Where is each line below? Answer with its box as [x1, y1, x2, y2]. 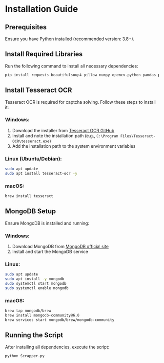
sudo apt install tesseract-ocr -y [5, 171, 78, 176]
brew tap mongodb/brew [5, 308, 51, 314]
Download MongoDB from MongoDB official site [12, 244, 109, 250]
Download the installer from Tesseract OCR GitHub [12, 127, 115, 133]
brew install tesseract [5, 194, 54, 199]
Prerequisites [5, 23, 47, 31]
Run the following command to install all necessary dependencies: [5, 63, 138, 69]
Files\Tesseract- [120, 134, 156, 138]
